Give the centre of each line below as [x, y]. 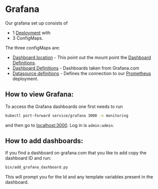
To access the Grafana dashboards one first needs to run [64, 106]
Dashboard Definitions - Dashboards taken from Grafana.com [76, 68]
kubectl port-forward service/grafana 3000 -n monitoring [67, 115]
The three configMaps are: [32, 47]
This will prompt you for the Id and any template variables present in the [79, 177]
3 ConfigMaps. [28, 38]
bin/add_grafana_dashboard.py [37, 167]
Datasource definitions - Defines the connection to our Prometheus [82, 73]
